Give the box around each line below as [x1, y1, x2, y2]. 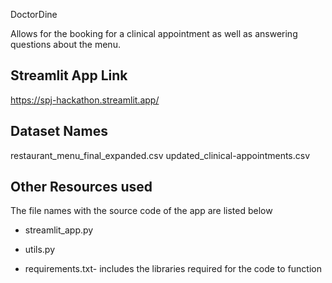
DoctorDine [10, 9, 58, 20]
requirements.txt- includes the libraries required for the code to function [24, 263, 322, 275]
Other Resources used [10, 179, 153, 196]
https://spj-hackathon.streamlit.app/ [10, 94, 160, 106]
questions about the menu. [10, 39, 121, 50]
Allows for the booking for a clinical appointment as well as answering [10, 28, 298, 39]
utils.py [24, 244, 56, 256]
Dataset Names [10, 123, 108, 140]
